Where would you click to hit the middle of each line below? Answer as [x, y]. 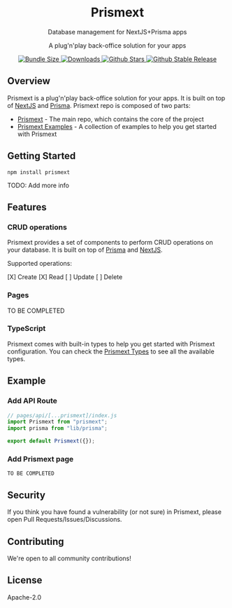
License [25, 580]
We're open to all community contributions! [69, 558]
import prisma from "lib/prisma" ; [58, 428]
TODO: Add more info [38, 185]
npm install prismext [39, 172]
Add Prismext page [41, 459]
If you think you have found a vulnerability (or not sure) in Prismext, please [115, 512]
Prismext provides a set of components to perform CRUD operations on [110, 243]
